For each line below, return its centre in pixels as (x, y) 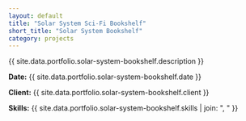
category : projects (41, 38)
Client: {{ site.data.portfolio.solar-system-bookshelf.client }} (109, 93)
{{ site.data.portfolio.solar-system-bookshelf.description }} (106, 61)
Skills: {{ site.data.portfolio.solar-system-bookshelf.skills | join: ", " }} (123, 108)
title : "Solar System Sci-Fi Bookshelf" (78, 23)
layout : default (36, 16)
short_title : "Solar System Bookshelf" (76, 31)
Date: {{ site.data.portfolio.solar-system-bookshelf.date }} (105, 77)
